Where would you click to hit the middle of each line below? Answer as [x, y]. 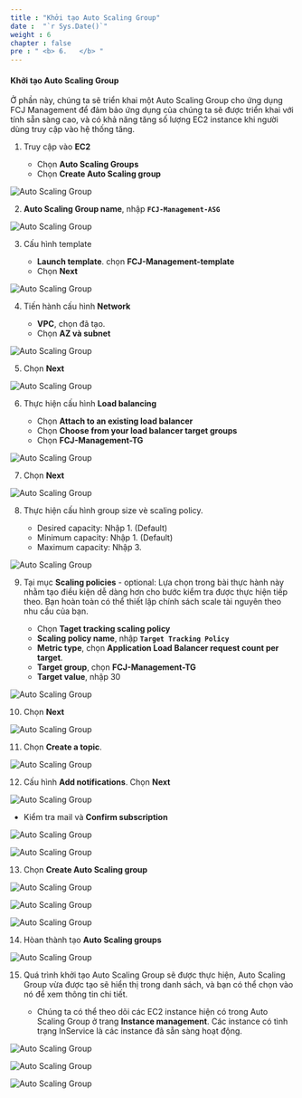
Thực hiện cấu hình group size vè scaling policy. [113, 511]
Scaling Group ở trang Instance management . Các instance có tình [162, 1022]
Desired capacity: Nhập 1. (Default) [102, 528]
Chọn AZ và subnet [74, 334]
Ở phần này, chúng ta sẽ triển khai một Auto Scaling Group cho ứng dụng [146, 100]
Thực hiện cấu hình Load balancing [90, 404]
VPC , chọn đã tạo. [71, 324]
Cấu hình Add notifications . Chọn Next [97, 782]
